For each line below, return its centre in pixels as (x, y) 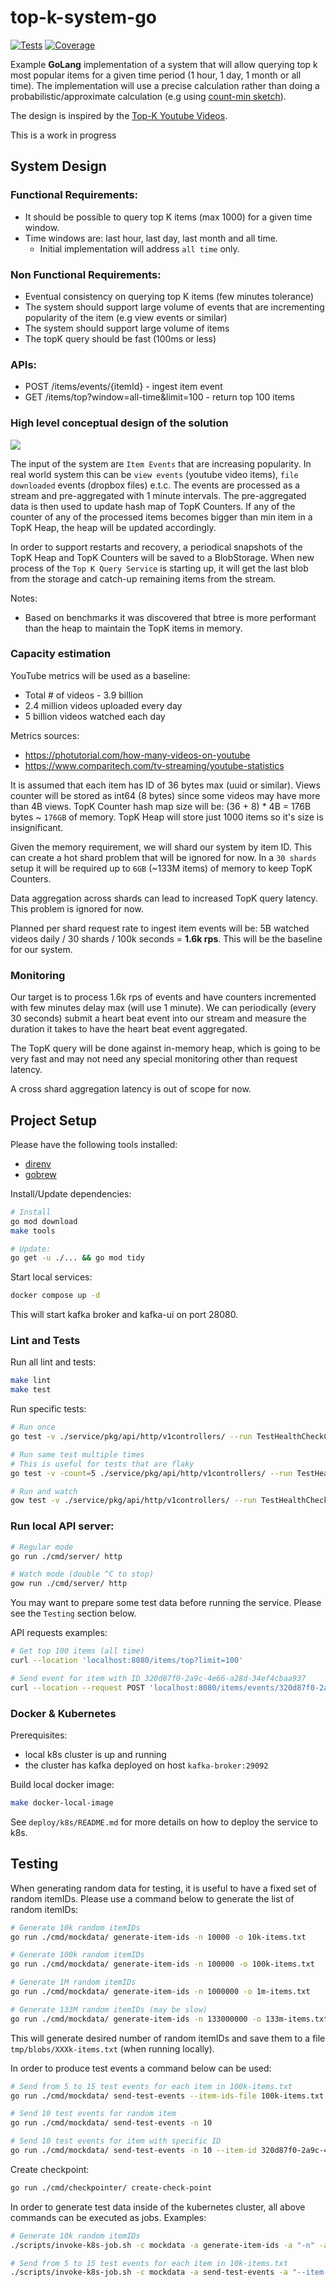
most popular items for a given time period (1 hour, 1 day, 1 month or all (156, 75)
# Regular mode (42, 1547)
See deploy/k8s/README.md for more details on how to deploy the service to (164, 1822)
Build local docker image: (62, 1784)
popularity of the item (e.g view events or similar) (126, 317)
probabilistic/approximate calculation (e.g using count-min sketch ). (148, 96)
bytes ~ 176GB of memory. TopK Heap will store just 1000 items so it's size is (167, 817)
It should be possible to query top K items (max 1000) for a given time (168, 217)
